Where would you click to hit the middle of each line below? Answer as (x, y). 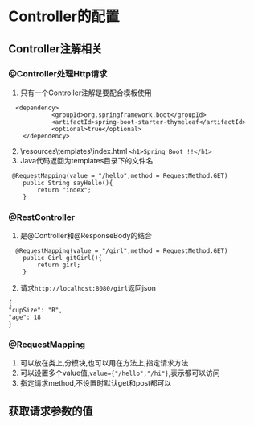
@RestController (41, 217)
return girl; (59, 265)
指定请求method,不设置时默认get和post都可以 (96, 383)
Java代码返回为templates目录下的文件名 (86, 160)
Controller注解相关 (55, 49)
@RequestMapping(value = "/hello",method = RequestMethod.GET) (120, 175)
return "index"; (64, 190)
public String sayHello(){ (68, 183)
